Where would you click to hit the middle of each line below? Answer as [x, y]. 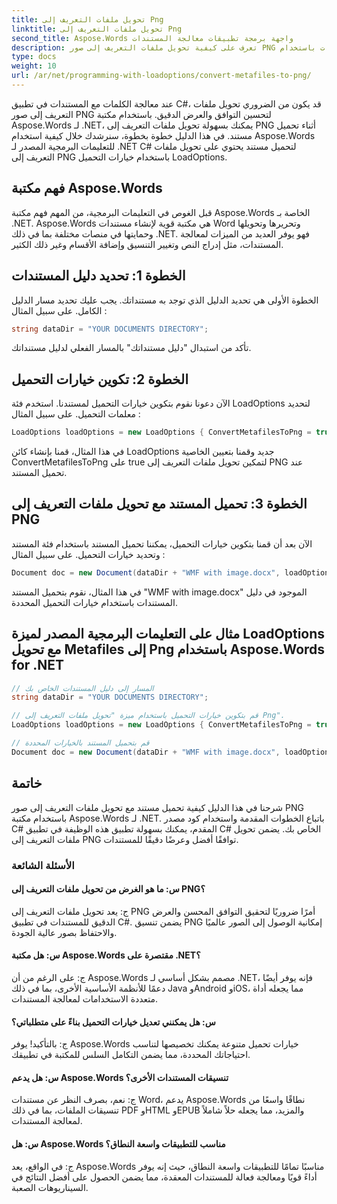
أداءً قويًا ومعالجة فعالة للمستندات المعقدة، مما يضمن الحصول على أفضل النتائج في [164, 1177]
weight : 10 [34, 66]
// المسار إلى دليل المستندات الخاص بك [82, 688]
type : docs [34, 57]
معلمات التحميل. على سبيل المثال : [76, 414]
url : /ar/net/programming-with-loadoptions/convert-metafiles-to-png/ [161, 76]
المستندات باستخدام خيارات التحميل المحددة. [94, 602]
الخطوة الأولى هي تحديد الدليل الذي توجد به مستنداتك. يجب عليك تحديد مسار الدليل [165, 300]
